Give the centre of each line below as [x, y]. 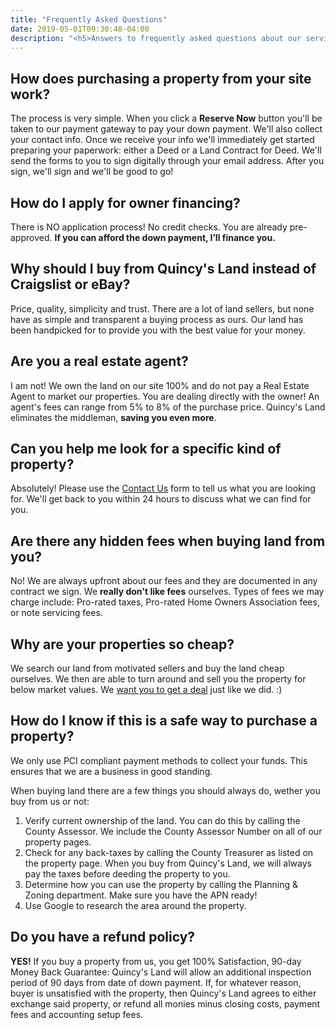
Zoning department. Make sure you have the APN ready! [141, 895]
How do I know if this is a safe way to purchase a [164, 721]
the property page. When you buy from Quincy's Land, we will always [168, 863]
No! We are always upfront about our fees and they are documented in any [164, 581]
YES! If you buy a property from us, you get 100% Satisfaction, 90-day [156, 961]
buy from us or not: [50, 801]
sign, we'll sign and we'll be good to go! [92, 172]
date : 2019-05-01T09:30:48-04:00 [80, 29]
